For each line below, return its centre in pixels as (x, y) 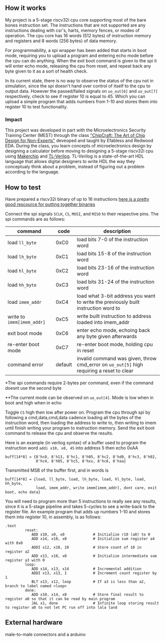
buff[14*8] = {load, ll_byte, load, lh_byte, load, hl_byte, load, (76, 479)
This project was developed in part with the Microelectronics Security (75, 130)
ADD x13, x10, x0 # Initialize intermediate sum (94, 556)
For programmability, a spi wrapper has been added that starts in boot (76, 50)
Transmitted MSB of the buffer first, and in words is (57, 470)
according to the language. (32, 172)
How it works (26, 8)
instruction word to (98, 308)
